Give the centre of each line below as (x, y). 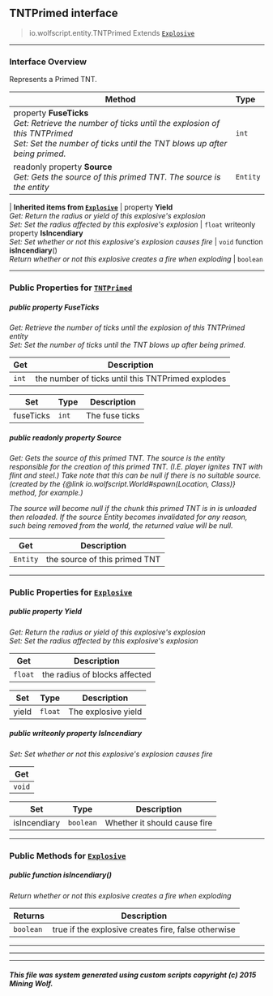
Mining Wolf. (31, 984)
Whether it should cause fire (159, 822)
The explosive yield (105, 712)
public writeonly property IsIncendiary (76, 734)
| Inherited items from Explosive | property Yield (91, 207)
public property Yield (46, 612)
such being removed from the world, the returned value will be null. (121, 525)
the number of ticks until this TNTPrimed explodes (131, 379)
